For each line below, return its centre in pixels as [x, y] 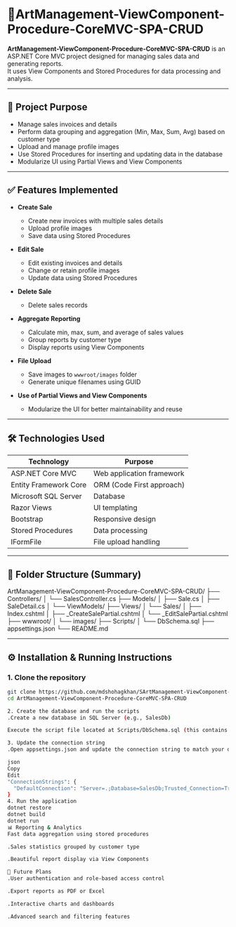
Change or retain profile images [74, 270]
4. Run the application [42, 801]
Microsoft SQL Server [46, 497]
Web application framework [139, 473]
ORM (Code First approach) [139, 485]
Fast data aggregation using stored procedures [78, 834]
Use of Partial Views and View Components [82, 395]
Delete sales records [58, 305]
